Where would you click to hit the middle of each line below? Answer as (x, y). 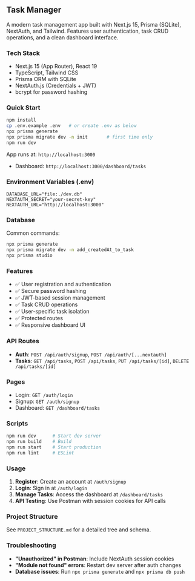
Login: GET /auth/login (44, 395)
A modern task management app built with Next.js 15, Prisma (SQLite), (94, 24)
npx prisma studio (29, 256)
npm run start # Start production (54, 447)
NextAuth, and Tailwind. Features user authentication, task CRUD (88, 31)
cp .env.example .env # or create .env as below (71, 126)
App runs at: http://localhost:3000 (51, 154)
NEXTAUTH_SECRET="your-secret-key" (51, 200)
